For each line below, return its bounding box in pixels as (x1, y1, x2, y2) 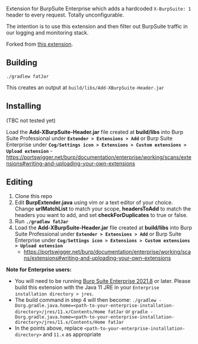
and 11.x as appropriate (43, 331, 102, 338)
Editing (6, 177, 33, 187)
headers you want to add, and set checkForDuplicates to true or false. (14, 212, 188, 219)
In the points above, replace (14, 324, 83, 332)
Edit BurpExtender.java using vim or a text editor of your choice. (14, 199, 173, 206)
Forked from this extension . (6, 41, 74, 47)
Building (6, 58, 37, 68)
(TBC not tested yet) (6, 117, 56, 124)
